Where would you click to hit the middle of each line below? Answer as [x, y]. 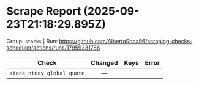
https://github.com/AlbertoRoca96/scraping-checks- [126, 41]
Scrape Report [44, 11]
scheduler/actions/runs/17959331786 [53, 48]
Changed [104, 62]
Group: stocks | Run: [32, 41]
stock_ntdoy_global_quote [47, 73]
